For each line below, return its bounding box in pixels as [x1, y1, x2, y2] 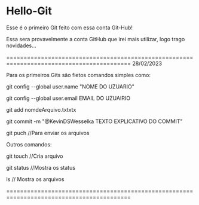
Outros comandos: [6, 140, 52, 148]
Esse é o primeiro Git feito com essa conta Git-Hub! [6, 24, 133, 31]
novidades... [6, 42, 37, 49]
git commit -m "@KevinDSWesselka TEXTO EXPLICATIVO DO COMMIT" [6, 118, 183, 125]
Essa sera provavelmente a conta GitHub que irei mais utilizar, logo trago [6, 35, 185, 42]
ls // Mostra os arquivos [6, 175, 65, 183]
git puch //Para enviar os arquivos [6, 129, 90, 136]
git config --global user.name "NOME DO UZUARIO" [6, 82, 134, 90]
